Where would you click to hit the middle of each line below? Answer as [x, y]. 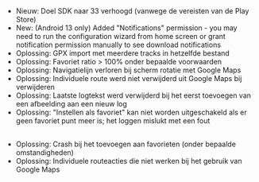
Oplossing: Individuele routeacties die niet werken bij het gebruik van [129, 161]
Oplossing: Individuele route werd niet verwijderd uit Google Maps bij [129, 79]
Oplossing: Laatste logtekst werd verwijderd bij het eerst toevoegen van [133, 95]
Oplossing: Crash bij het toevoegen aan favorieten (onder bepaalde [126, 144]
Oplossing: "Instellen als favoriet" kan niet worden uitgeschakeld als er [131, 112]
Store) [26, 20]
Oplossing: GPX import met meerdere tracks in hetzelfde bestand [123, 53]
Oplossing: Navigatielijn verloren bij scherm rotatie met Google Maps [128, 70]
